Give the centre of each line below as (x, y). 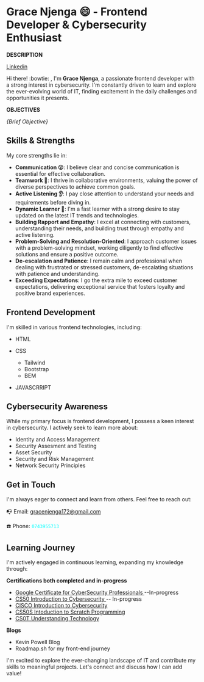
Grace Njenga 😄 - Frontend (77, 12)
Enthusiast (34, 38)
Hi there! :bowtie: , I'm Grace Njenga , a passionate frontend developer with (100, 78)
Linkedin (17, 67)
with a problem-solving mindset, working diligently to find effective (99, 248)
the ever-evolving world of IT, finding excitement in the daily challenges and (101, 91)
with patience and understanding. (57, 274)
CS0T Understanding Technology (57, 618)
